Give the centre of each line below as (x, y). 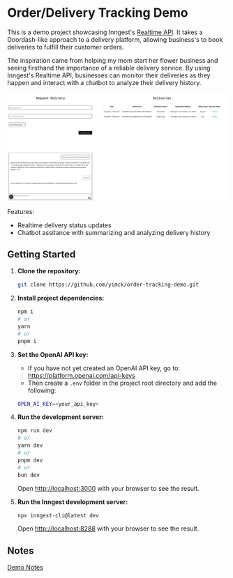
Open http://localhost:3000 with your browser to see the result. (108, 488)
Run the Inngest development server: (72, 502)
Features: (21, 211)
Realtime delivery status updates (64, 225)
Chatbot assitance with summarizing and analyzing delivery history (114, 232)
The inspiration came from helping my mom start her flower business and (113, 60)
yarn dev (30, 446)
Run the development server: (61, 417)
